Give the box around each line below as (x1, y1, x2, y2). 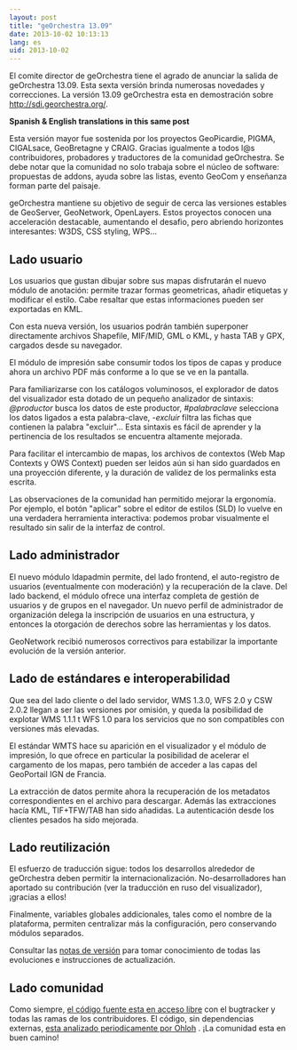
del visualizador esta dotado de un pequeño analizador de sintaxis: (9, 393, 254, 404)
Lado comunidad (9, 980, 105, 996)
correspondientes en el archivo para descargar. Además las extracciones (9, 795, 277, 806)
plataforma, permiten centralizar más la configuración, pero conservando (9, 918, 277, 929)
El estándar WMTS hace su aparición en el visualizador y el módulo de (9, 740, 267, 751)
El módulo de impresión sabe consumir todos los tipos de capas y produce (9, 357, 282, 367)
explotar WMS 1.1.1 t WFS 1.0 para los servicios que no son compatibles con (9, 713, 285, 725)
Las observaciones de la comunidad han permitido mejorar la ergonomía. (9, 493, 277, 504)
